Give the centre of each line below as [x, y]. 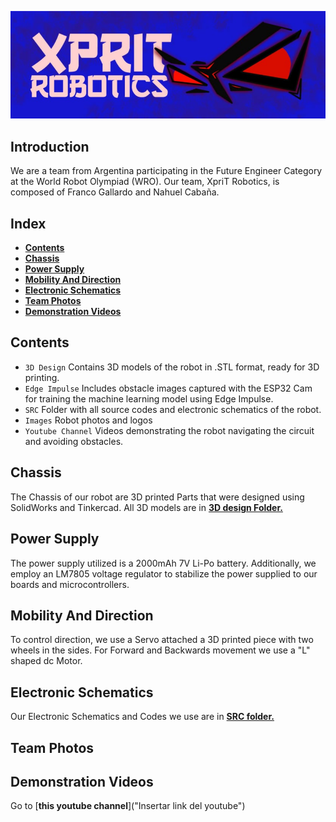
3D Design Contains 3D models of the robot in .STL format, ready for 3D [172, 367]
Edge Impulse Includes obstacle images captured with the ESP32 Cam [168, 388]
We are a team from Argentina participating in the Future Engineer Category [166, 171]
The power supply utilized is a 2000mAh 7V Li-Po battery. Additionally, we [163, 563]
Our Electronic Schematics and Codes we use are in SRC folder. [142, 717]
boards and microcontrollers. [70, 584]
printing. [42, 377]
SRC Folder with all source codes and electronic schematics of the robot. [173, 409]
